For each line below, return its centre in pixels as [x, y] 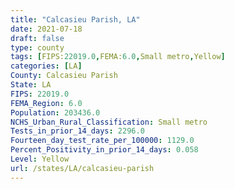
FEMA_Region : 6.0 [46, 103]
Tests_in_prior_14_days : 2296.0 [77, 131]
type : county [37, 47]
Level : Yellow [40, 159]
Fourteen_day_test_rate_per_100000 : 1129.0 [102, 141]
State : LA [31, 85]
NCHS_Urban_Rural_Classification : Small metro [109, 122]
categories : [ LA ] [46, 66]
